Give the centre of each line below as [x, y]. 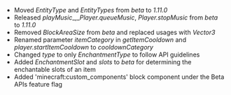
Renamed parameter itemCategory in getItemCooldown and [100, 40]
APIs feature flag [38, 84]
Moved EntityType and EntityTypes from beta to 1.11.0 [91, 10]
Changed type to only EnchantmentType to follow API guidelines [107, 54]
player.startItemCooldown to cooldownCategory [84, 47]
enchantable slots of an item [55, 70]
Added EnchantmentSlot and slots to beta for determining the [103, 62]
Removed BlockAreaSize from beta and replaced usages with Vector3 [114, 32]
